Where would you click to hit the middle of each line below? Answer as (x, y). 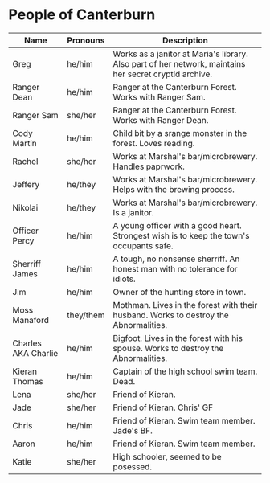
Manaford (31, 320)
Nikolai (25, 207)
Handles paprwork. (149, 166)
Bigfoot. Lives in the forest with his (178, 338)
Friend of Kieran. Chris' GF (163, 407)
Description (185, 40)
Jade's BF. (133, 430)
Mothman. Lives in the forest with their (185, 305)
